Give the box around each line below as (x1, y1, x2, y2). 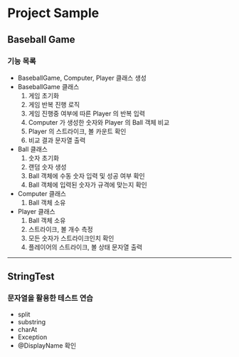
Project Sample (7, 5, 100, 21)
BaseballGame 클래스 (17, 82, 80, 90)
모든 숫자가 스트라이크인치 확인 (28, 234, 115, 242)
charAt (17, 325, 38, 333)
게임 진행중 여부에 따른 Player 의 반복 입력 (28, 109, 146, 118)
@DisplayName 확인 (17, 341, 77, 350)
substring (17, 317, 46, 326)
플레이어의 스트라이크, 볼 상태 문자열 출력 (28, 242, 143, 251)
